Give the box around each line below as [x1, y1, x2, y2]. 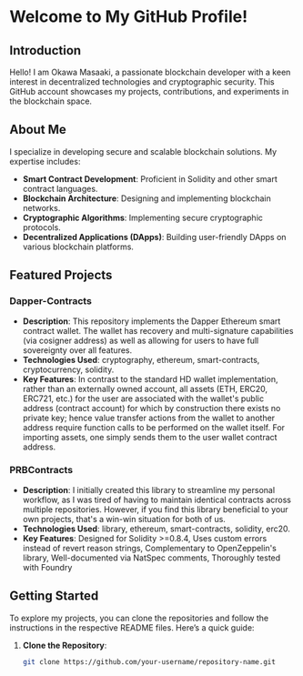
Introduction [9, 43, 82, 58]
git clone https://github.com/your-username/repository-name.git [22, 657, 276, 666]
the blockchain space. [9, 96, 93, 106]
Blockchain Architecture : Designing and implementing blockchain [22, 193, 271, 204]
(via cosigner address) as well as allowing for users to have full [22, 335, 259, 346]
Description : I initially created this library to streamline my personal [22, 484, 276, 495]
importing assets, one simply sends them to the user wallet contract [22, 431, 278, 442]
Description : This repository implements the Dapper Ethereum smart [22, 316, 281, 327]
